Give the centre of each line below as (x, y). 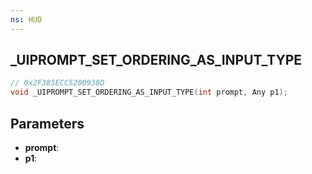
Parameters (47, 123)
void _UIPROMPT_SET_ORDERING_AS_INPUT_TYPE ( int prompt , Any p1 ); (149, 92)
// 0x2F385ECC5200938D (57, 83)
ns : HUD (26, 19)
